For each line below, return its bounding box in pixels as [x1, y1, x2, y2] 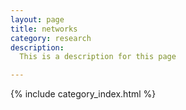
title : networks [10, 24, 78, 34]
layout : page [10, 14, 65, 25]
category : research [10, 33, 92, 43]
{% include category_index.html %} [10, 88, 157, 100]
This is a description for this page [19, 52, 177, 62]
